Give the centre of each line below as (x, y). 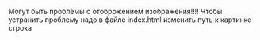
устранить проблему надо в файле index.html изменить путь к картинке (130, 20)
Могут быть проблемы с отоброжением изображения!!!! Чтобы (115, 11)
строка (20, 28)
